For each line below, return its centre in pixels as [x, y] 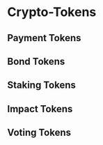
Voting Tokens [39, 133]
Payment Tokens [44, 38]
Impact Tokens [40, 109]
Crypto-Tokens [52, 12]
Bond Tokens [36, 61]
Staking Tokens [42, 85]
